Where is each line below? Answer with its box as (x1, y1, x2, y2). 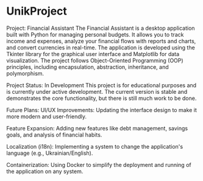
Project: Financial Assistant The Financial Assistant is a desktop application (6, 24, 195, 32)
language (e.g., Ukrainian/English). (6, 149, 93, 157)
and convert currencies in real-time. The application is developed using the (6, 44, 195, 51)
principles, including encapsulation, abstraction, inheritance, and (6, 63, 169, 71)
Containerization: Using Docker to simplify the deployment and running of (6, 161, 191, 168)
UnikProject (6, 4, 67, 18)
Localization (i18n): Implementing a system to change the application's (6, 143, 183, 150)
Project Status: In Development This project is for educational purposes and (6, 81, 197, 89)
